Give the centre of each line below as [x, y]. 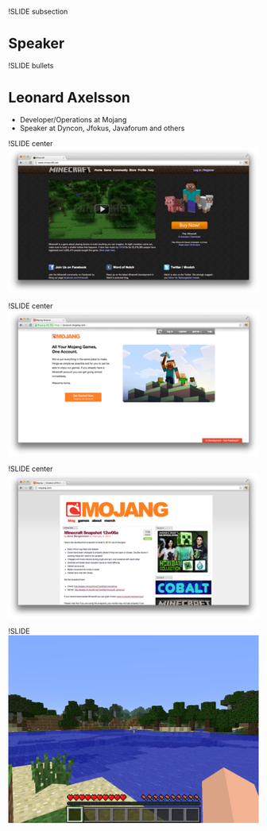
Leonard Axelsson [70, 98]
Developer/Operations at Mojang [73, 119]
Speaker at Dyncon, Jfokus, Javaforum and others [102, 128]
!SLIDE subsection [38, 12]
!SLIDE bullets [31, 65]
